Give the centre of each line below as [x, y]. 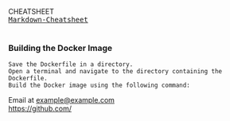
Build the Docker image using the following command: [99, 86]
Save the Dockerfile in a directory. [71, 64]
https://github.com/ [40, 109]
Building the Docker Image [60, 48]
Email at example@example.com [62, 100]
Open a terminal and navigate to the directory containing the [115, 72]
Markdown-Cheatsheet [49, 20]
